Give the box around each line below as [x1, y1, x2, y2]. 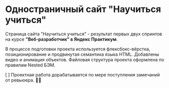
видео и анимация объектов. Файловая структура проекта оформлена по [5, 56, 164, 62]
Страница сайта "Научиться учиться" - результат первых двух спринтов [5, 31, 162, 37]
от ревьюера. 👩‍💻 [5, 77, 42, 83]
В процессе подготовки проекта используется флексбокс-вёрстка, [5, 46, 150, 52]
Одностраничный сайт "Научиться [5, 4, 161, 15]
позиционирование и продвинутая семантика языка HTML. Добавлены [5, 51, 159, 57]
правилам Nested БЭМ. [5, 62, 55, 68]
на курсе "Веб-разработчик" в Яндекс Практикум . [5, 36, 118, 42]
